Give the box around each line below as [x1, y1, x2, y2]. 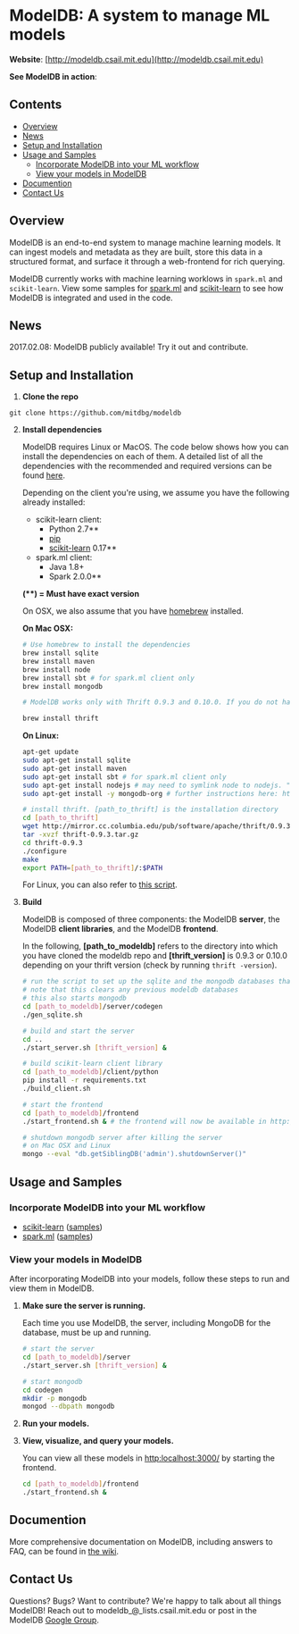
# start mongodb [21, 1377, 83, 1386]
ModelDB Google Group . [9, 1614, 100, 1625]
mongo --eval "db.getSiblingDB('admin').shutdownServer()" [21, 1150, 247, 1159]
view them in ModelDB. [9, 1283, 95, 1294]
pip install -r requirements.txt [21, 1076, 147, 1085]
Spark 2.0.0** [48, 571, 103, 582]
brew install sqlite [21, 649, 99, 658]
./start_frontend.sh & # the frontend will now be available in [21, 1117, 267, 1126]
